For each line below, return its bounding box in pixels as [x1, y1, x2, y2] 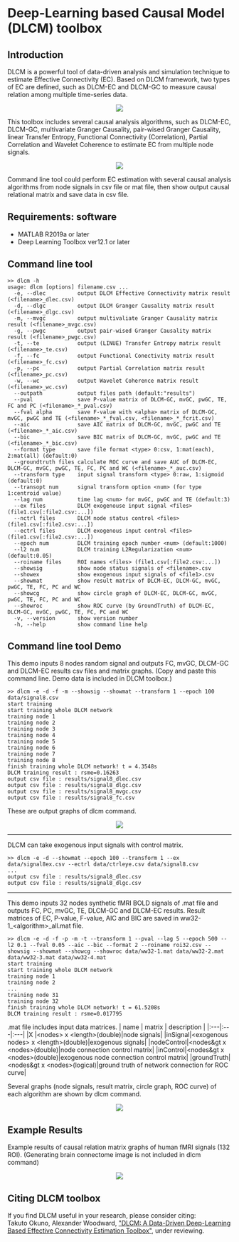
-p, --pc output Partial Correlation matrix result [14, 364, 205, 372]
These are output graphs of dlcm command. [7, 807, 137, 816]
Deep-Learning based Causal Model [7, 5, 225, 21]
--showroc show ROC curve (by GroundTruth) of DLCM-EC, [14, 602, 215, 609]
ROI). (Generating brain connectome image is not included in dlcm [7, 1151, 201, 1159]
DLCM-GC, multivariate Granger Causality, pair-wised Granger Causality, [7, 125, 221, 134]
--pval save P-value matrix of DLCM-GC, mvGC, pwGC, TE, [14, 396, 228, 403]
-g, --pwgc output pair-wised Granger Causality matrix [14, 327, 212, 334]
